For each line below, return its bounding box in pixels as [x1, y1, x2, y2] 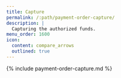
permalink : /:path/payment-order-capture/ [6, 15, 115, 21]
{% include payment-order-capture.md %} [6, 65, 113, 72]
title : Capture [6, 8, 45, 15]
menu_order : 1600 [6, 31, 50, 37]
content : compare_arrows [11, 43, 74, 49]
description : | [6, 20, 45, 26]
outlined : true [11, 48, 50, 54]
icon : [6, 37, 20, 43]
